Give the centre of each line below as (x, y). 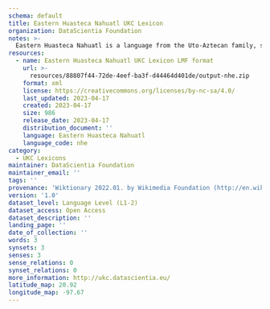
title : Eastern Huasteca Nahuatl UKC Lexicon (86, 23)
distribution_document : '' (68, 128)
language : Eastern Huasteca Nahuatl (84, 135)
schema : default (35, 16)
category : (25, 150)
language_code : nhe (55, 143)
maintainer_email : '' (45, 173)
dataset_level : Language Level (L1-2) (73, 203)
